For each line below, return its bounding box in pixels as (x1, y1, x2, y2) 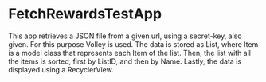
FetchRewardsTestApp (8, 5, 162, 23)
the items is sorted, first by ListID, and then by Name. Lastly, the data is (8, 57, 241, 66)
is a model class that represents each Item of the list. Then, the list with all (8, 48, 251, 57)
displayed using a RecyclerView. (8, 64, 114, 74)
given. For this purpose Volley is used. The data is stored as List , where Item (8, 39, 259, 49)
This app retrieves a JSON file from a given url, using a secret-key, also (8, 31, 242, 41)
